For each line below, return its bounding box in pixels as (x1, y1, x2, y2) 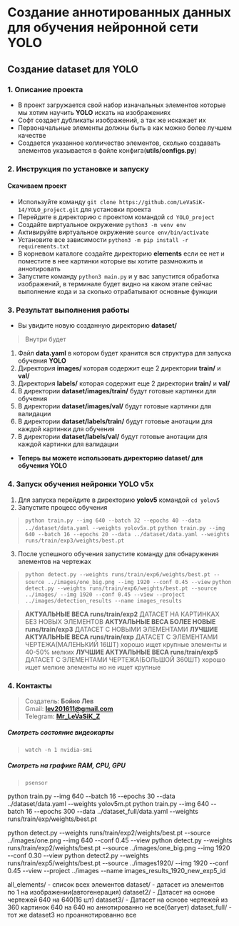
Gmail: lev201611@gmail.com (24, 704, 113, 713)
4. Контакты (7, 680, 52, 690)
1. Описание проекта (7, 84, 83, 94)
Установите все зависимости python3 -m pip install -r (17, 236, 189, 243)
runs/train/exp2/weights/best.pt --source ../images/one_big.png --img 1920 (7, 843, 230, 852)
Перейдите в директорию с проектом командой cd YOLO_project (17, 213, 215, 221)
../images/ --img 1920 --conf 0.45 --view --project (24, 590, 185, 598)
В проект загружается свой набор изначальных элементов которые (17, 101, 226, 109)
